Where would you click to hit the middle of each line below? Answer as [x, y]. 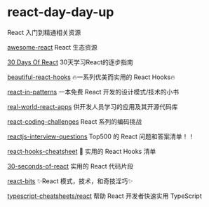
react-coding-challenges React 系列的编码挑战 [75, 121]
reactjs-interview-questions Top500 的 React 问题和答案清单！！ [101, 136]
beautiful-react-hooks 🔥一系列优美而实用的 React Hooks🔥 [91, 77]
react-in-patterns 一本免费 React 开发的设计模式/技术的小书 [93, 92]
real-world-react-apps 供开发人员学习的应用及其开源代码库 [93, 106]
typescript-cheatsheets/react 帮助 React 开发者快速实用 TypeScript [104, 196]
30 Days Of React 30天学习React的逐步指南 [70, 62]
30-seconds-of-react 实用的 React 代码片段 [70, 166]
